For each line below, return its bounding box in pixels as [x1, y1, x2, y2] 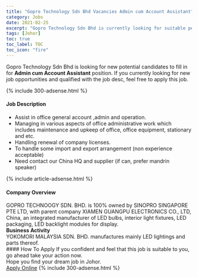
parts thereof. [6, 239, 39, 246]
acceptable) [14, 151, 44, 158]
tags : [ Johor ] [6, 31, 41, 37]
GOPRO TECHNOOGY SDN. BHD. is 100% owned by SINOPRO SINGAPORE [6, 202, 189, 209]
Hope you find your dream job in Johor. [6, 258, 101, 265]
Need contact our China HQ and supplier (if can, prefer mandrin [14, 157, 170, 164]
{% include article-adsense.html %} [6, 175, 93, 182]
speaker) [14, 163, 37, 171]
